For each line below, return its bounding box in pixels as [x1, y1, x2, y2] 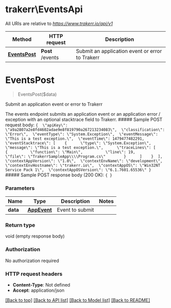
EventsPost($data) [17, 91, 57, 97]
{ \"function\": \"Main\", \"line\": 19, [5, 149, 136, 155]
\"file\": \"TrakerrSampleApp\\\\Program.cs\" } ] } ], [5, 154, 163, 159]
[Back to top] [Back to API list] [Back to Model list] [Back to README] [5, 297, 150, 303]
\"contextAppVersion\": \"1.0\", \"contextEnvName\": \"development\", [5, 158, 163, 164]
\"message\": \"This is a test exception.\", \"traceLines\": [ [5, 145, 156, 150]
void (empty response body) [5, 233, 65, 239]
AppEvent [27, 207, 52, 214]
